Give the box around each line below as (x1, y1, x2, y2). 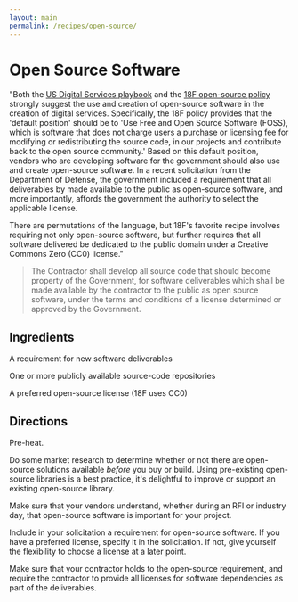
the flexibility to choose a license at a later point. (9, 546, 187, 557)
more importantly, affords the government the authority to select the (9, 194, 260, 204)
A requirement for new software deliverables (9, 353, 173, 364)
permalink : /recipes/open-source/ (9, 21, 138, 30)
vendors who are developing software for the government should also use (9, 155, 280, 166)
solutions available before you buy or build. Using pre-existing (36, 465, 264, 475)
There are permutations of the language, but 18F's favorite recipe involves (9, 220, 281, 231)
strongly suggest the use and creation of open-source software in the (9, 99, 265, 110)
